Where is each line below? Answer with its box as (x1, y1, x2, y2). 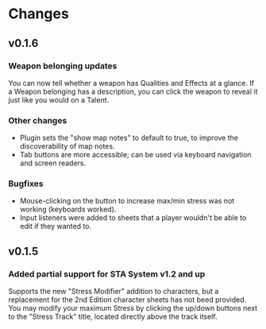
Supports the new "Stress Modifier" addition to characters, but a (8, 287, 219, 296)
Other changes (8, 114, 67, 126)
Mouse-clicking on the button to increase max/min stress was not (19, 196, 235, 206)
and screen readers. (19, 158, 87, 168)
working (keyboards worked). (19, 204, 117, 215)
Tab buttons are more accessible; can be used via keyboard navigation (19, 150, 252, 160)
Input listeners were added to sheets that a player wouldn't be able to (19, 213, 247, 223)
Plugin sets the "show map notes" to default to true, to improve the (19, 133, 238, 143)
